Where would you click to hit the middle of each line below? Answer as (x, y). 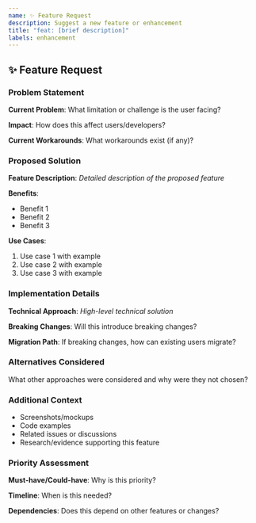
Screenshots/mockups (56, 418)
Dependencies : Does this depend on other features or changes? (114, 511)
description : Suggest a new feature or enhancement (95, 23)
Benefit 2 (34, 217)
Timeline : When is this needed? (60, 495)
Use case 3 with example (61, 273)
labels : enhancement (42, 38)
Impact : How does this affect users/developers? (87, 124)
